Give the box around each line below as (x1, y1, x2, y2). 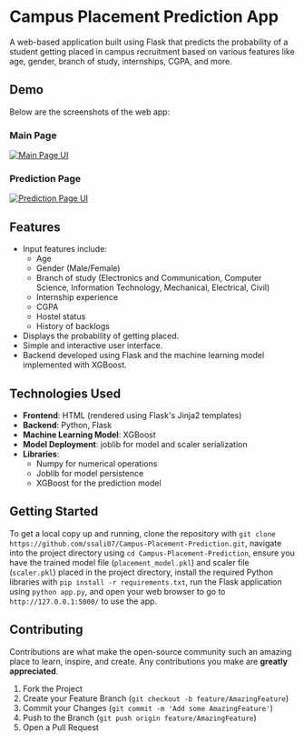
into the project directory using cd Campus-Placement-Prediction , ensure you (9, 547, 295, 558)
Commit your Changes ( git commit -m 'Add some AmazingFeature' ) (22, 702, 274, 713)
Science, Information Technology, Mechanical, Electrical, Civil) (35, 282, 270, 293)
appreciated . (9, 666, 59, 677)
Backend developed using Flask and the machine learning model (22, 350, 265, 361)
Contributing (9, 622, 83, 637)
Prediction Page (9, 172, 82, 185)
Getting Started (9, 504, 99, 519)
